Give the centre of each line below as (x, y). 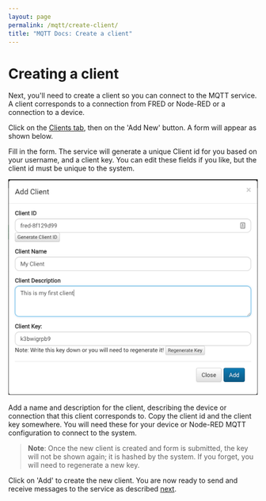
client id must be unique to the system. (71, 168)
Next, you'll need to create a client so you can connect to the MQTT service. (133, 96)
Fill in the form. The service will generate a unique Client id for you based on (133, 151)
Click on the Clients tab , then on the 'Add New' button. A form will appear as (133, 128)
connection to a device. (47, 113)
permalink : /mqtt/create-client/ (63, 25)
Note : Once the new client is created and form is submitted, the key (138, 449)
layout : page (30, 17)
